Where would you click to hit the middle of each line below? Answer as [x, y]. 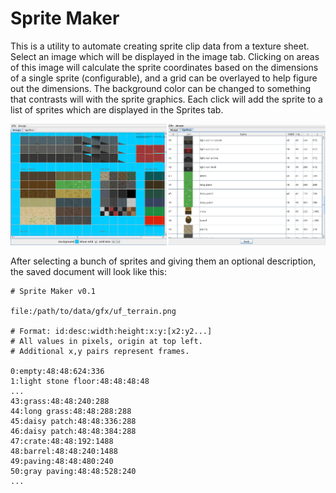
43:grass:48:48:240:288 [60, 402]
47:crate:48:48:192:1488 [62, 442]
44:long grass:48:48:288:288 [71, 412]
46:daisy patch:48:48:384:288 [73, 432]
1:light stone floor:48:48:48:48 [80, 382]
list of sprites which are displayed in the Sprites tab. [117, 109]
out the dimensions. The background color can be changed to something [161, 88]
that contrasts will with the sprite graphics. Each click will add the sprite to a [166, 99]
